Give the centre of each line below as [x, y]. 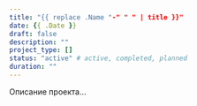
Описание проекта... [48, 91]
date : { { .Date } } [43, 26]
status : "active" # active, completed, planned [98, 58]
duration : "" [33, 67]
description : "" [39, 42]
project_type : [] [41, 50]
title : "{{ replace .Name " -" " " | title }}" [96, 17]
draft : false [33, 34]
